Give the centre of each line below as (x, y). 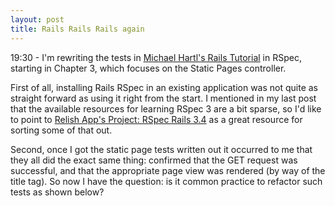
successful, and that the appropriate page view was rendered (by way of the (168, 170)
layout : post (37, 19)
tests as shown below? (57, 192)
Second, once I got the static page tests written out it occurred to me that (161, 149)
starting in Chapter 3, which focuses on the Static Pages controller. (148, 68)
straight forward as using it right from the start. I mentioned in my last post (163, 98)
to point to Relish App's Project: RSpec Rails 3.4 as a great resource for (156, 119)
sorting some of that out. (61, 130)
